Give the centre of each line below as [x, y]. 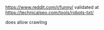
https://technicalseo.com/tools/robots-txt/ [49, 12]
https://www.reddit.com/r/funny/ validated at [52, 7]
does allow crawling [26, 22]
